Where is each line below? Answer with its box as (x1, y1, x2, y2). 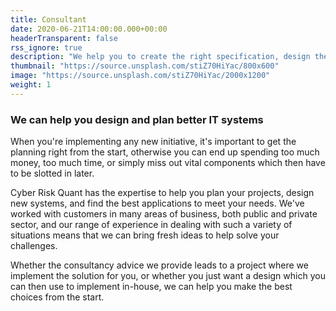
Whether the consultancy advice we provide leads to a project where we (10, 259, 309, 271)
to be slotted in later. (10, 167, 95, 180)
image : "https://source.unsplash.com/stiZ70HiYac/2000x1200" (10, 71, 271, 81)
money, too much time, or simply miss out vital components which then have (10, 157, 326, 169)
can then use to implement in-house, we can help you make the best (10, 281, 293, 293)
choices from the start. (10, 291, 105, 303)
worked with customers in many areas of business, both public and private (10, 208, 318, 220)
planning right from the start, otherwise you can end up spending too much (10, 146, 320, 158)
